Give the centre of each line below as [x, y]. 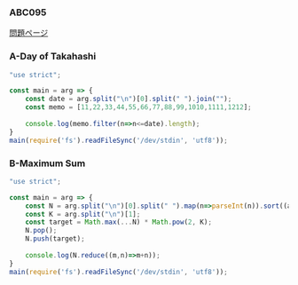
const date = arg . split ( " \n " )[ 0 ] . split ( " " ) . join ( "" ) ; [129, 99]
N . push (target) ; [55, 239]
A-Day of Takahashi [53, 57]
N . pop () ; [41, 231]
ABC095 [28, 12]
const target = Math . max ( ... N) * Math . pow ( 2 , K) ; [119, 222]
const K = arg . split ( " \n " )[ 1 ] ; [83, 214]
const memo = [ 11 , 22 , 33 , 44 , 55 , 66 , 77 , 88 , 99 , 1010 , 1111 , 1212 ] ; [138, 107]
